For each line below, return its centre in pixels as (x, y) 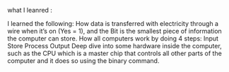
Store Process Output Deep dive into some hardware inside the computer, (115, 46)
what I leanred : (30, 10)
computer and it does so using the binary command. (83, 61)
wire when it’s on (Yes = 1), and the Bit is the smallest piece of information (115, 31)
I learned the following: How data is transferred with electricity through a (113, 23)
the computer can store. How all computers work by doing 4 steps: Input (113, 38)
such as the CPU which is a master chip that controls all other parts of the (115, 53)
